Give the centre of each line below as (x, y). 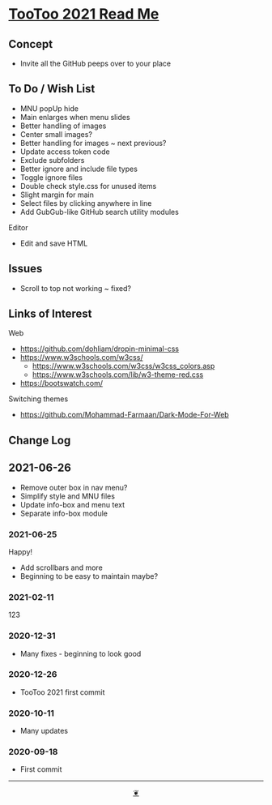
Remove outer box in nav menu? (74, 487)
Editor (18, 227)
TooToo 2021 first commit (62, 692)
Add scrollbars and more (61, 567)
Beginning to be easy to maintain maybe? (89, 576)
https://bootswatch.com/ (62, 383)
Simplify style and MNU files (68, 496)
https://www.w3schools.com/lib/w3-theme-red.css (118, 375)
